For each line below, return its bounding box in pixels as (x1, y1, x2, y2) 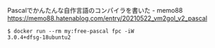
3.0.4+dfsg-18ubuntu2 (7, 34, 71, 41)
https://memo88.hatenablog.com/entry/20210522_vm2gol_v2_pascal (7, 14, 207, 23)
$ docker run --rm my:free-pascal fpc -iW (7, 28, 134, 35)
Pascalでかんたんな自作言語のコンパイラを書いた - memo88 (7, 6, 183, 14)
